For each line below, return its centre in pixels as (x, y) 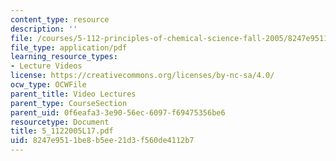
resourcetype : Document (60, 122)
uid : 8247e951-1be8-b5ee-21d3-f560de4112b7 (102, 141)
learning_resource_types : (64, 57)
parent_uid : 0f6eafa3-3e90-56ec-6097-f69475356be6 (118, 112)
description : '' (44, 29)
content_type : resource (60, 19)
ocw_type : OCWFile (48, 85)
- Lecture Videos (46, 66)
